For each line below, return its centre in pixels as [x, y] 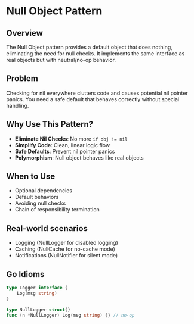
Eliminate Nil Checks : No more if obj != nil [71, 139]
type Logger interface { [37, 288]
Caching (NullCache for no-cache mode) [65, 249]
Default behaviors [37, 197]
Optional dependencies [44, 191]
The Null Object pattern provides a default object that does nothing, [90, 47]
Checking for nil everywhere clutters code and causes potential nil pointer [97, 93]
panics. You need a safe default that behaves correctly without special [93, 99]
